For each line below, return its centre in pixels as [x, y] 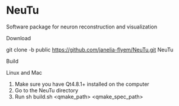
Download [19, 38]
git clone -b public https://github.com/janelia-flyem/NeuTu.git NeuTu [90, 49]
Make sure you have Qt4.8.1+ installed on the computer [82, 84]
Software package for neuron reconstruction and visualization [82, 27]
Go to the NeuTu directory [47, 90]
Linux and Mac [24, 72]
